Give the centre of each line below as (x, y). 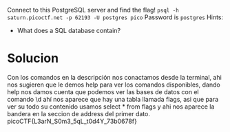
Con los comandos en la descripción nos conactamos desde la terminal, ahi (114, 77)
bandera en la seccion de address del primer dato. (79, 113)
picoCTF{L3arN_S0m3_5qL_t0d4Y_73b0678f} (72, 121)
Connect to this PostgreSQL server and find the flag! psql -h (93, 10)
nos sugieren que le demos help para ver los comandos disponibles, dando (114, 85)
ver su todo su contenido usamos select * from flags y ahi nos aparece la (111, 107)
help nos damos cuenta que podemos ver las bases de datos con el (103, 91)
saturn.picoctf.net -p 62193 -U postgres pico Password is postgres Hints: (115, 17)
